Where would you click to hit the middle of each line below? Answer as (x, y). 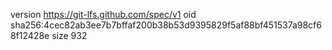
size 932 (69, 35)
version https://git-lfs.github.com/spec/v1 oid (103, 14)
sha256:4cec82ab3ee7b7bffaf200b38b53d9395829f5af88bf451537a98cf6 (166, 25)
